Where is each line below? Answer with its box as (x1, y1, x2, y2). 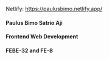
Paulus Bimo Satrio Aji (5, 19, 63, 26)
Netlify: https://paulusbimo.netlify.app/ (5, 5, 103, 12)
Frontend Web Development (5, 33, 79, 40)
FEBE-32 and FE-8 (5, 47, 53, 54)
